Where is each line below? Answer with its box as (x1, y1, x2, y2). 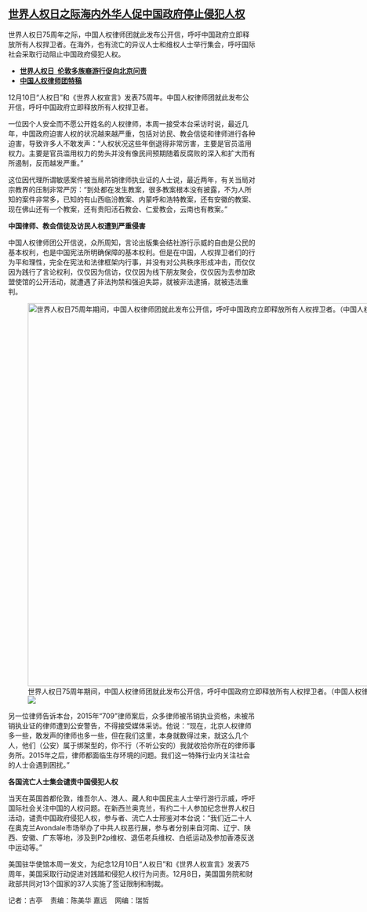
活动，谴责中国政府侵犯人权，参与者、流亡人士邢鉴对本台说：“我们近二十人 (8, 813, 253, 823)
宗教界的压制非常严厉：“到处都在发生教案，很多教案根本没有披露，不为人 (8, 184, 245, 194)
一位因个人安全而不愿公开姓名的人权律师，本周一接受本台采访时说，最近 (8, 119, 242, 128)
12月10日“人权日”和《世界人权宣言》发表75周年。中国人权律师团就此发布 (8, 93, 243, 102)
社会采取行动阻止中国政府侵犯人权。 (8, 49, 125, 59)
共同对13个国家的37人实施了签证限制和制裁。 (21, 878, 168, 888)
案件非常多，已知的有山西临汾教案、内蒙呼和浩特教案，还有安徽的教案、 (21, 195, 256, 204)
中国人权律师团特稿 (19, 75, 82, 85)
